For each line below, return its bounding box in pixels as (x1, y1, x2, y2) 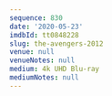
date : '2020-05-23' (9, 22, 84, 31)
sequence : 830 (9, 13, 64, 23)
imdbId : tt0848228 (9, 30, 79, 39)
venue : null (9, 48, 55, 57)
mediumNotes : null (9, 73, 79, 82)
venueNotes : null (9, 56, 76, 65)
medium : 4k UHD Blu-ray (9, 65, 100, 74)
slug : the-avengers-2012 (9, 38, 104, 48)
